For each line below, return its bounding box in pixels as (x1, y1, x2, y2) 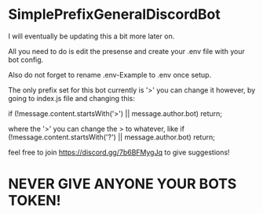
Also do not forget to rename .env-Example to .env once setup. (8, 70, 212, 79)
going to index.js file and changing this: (8, 93, 135, 103)
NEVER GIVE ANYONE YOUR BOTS (8, 175, 237, 193)
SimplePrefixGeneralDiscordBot (8, 5, 221, 24)
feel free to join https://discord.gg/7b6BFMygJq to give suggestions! (8, 147, 230, 157)
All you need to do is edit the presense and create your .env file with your (8, 46, 245, 56)
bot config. (8, 55, 44, 64)
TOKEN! (8, 192, 61, 209)
